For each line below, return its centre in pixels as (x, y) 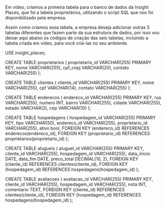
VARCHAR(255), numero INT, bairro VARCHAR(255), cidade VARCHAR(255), (83, 103)
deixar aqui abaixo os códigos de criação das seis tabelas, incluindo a (77, 38)
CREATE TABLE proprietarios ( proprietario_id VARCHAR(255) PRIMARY (78, 62)
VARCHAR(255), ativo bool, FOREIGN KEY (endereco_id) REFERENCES (78, 128)
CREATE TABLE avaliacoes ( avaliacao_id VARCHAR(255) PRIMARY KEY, (79, 179)
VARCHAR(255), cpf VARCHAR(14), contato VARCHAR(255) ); (68, 88)
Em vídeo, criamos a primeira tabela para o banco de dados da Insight (77, 7)
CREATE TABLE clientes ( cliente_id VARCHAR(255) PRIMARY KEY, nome (80, 82)
